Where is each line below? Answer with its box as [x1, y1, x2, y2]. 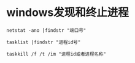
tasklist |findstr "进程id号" [6, 39, 81, 45]
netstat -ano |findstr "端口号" [6, 27, 87, 34]
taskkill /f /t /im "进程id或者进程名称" [6, 51, 106, 57]
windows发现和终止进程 [6, 6, 129, 20]
